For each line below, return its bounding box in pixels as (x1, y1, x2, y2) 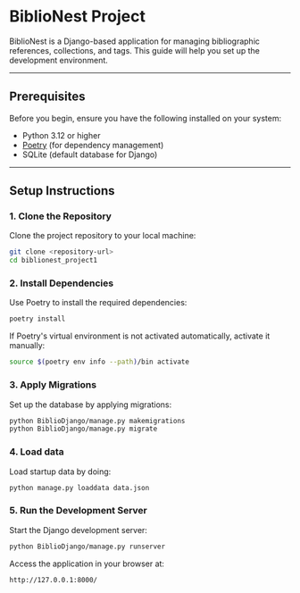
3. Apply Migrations (9, 379, 96, 391)
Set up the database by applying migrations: (9, 399, 172, 410)
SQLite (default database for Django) (21, 149, 158, 160)
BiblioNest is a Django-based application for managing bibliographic (9, 36, 261, 46)
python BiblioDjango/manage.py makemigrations (9, 416, 186, 425)
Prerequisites (9, 89, 86, 104)
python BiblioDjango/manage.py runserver (9, 542, 166, 551)
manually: (9, 340, 46, 351)
